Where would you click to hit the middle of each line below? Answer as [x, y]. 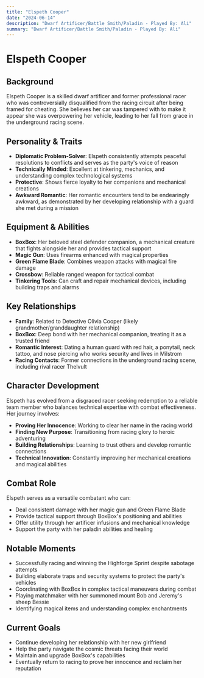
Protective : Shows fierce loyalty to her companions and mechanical [100, 182]
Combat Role [31, 483]
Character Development [53, 386]
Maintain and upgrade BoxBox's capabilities [70, 655]
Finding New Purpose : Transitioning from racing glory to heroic [95, 431]
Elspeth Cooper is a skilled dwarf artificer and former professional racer [97, 96]
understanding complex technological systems [74, 176]
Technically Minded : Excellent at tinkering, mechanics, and [90, 169]
